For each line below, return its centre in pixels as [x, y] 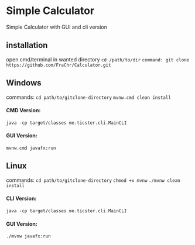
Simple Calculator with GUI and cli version [57, 27]
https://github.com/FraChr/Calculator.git [59, 65]
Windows [24, 83]
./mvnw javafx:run [28, 236]
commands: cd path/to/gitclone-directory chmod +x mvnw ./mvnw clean [93, 180]
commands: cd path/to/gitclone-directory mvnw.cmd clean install [89, 97]
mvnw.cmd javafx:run [31, 148]
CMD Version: [23, 111]
